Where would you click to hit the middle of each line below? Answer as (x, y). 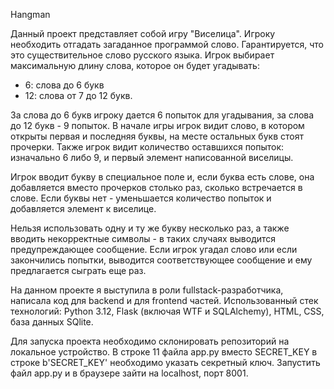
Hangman (30, 14)
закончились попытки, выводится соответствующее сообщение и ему (161, 260)
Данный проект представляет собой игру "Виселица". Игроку (143, 33)
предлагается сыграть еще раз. (78, 270)
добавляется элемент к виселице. (83, 208)
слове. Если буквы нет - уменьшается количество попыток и (141, 198)
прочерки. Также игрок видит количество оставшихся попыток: (147, 147)
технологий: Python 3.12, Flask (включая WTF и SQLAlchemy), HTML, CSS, (167, 311)
